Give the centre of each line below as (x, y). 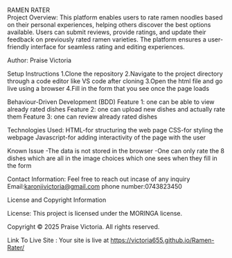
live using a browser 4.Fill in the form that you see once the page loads (108, 88)
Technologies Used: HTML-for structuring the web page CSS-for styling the (115, 130)
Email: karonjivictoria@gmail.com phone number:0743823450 (95, 186)
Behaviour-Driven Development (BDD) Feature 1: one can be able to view (111, 102)
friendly (18, 47)
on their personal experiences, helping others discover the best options (109, 25)
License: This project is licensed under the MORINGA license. (95, 213)
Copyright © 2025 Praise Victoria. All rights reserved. (83, 227)
